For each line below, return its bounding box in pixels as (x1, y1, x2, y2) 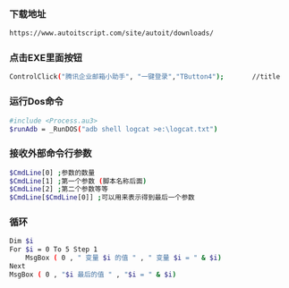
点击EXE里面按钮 (9, 52, 83, 64)
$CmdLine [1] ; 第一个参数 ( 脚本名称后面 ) (9, 176, 148, 185)
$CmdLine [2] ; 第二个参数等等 (9, 185, 109, 194)
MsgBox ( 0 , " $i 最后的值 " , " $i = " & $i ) (9, 270, 177, 279)
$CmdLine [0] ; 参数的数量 (9, 168, 96, 177)
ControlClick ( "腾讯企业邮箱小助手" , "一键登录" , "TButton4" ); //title (9, 72, 280, 81)
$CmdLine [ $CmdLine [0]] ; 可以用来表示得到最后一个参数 (9, 193, 195, 202)
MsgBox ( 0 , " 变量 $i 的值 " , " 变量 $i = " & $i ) (25, 253, 222, 263)
